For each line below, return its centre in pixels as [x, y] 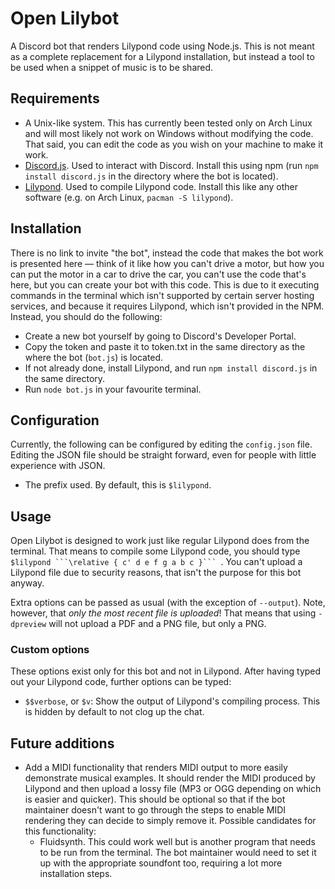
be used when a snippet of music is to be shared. [112, 67]
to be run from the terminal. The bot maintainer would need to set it [178, 853]
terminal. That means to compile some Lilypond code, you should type [155, 551]
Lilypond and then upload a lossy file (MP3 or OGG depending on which [173, 789]
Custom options [50, 650]
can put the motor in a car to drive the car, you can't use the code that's [158, 274]
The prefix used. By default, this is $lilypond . [118, 485]
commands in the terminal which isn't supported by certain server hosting [162, 295]
